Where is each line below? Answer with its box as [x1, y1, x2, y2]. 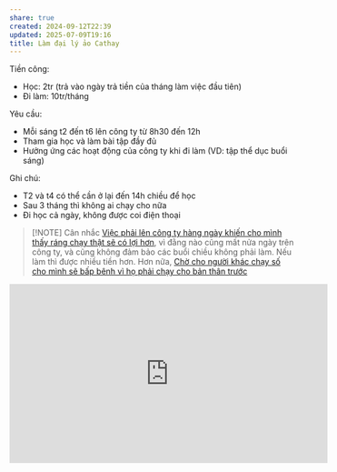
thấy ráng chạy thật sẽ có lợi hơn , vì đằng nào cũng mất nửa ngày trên [31, 237, 294, 248]
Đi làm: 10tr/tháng [22, 91, 89, 102]
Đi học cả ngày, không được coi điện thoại [22, 210, 182, 221]
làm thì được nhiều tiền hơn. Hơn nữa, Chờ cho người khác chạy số [31, 256, 282, 267]
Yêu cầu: [9, 108, 43, 119]
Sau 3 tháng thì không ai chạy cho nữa [22, 200, 167, 211]
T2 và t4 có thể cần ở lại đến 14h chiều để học [22, 190, 196, 201]
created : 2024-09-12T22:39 [9, 22, 112, 31]
